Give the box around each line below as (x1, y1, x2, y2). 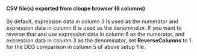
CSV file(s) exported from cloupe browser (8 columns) (6, 5, 146, 12)
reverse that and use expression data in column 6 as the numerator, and (6, 30, 185, 38)
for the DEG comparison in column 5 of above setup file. (6, 43, 146, 51)
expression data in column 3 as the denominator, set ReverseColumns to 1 (6, 37, 192, 44)
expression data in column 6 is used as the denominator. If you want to (6, 24, 182, 32)
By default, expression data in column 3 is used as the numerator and (6, 18, 179, 25)
